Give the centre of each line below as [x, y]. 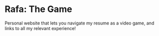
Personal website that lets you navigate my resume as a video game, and [79, 23]
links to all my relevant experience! [40, 28]
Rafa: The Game [39, 9]
